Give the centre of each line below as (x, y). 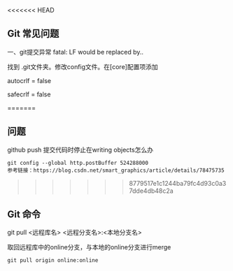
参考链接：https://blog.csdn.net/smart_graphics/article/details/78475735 (116, 170)
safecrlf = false (29, 94)
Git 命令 (24, 215)
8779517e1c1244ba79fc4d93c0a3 (178, 183)
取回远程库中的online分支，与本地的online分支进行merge (89, 247)
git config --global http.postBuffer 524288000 (78, 163)
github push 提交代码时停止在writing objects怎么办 (80, 149)
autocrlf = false (29, 80)
